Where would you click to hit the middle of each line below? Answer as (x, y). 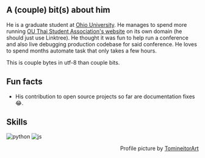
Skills (17, 122)
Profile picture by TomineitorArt (159, 148)
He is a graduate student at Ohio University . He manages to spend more (97, 24)
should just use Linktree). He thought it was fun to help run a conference (98, 38)
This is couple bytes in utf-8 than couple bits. (63, 62)
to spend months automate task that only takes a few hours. (82, 51)
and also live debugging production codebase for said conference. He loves (102, 44)
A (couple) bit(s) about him (58, 10)
